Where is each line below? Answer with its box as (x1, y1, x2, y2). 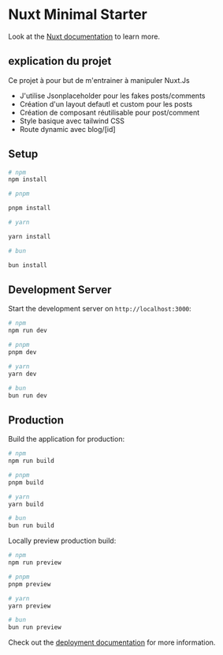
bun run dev (8, 391, 47, 400)
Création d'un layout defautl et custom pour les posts (19, 99, 193, 108)
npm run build (8, 457, 55, 465)
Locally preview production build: (8, 536, 117, 546)
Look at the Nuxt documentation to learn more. (8, 32, 160, 41)
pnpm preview (8, 580, 51, 588)
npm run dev (8, 326, 47, 335)
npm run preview (8, 559, 61, 567)
